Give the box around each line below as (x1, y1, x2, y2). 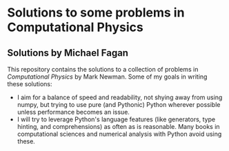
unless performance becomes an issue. (17, 108, 130, 116)
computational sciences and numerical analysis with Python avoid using (17, 130, 222, 138)
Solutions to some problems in (7, 5, 185, 21)
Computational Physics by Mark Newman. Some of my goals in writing (7, 72, 208, 81)
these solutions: (7, 80, 53, 88)
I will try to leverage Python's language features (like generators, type (17, 115, 216, 123)
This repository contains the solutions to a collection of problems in (7, 66, 199, 73)
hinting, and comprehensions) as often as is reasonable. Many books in (17, 123, 220, 130)
